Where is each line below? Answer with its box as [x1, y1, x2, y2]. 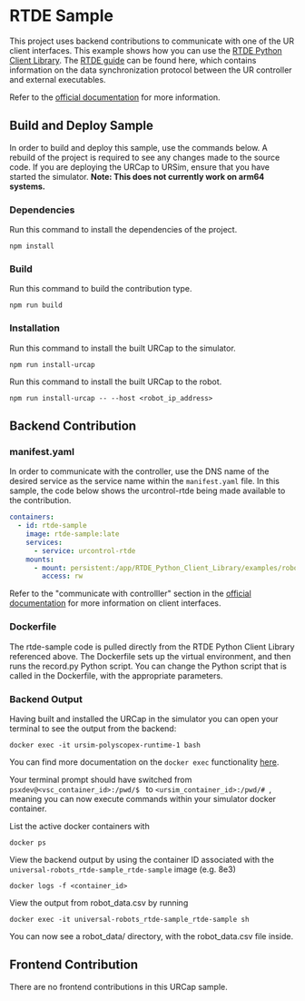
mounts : [25, 555, 54, 564]
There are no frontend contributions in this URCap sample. [9, 981, 229, 992]
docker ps [9, 837, 47, 847]
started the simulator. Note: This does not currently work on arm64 [9, 171, 265, 182]
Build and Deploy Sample [9, 118, 154, 134]
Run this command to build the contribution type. [9, 283, 192, 294]
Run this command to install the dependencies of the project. [9, 224, 238, 235]
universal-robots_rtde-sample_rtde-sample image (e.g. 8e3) [9, 864, 236, 875]
